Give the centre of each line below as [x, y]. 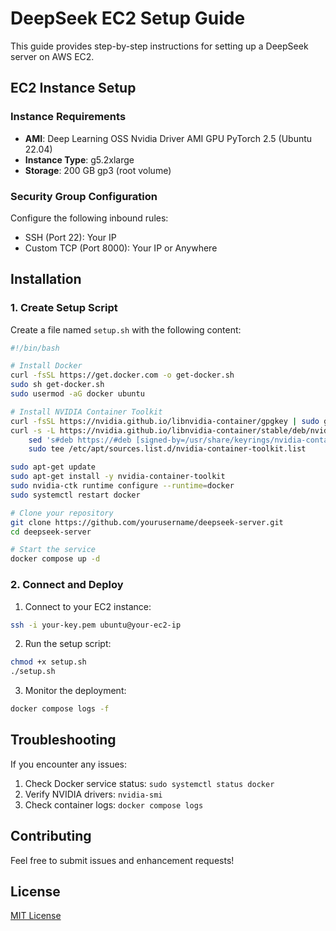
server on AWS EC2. [52, 56]
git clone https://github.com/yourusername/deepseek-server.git [147, 522]
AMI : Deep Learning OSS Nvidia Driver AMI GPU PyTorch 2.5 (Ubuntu [168, 138]
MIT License [36, 916]
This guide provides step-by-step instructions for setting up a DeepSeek [159, 46]
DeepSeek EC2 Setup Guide [128, 18]
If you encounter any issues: [69, 764]
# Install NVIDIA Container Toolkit [86, 412]
